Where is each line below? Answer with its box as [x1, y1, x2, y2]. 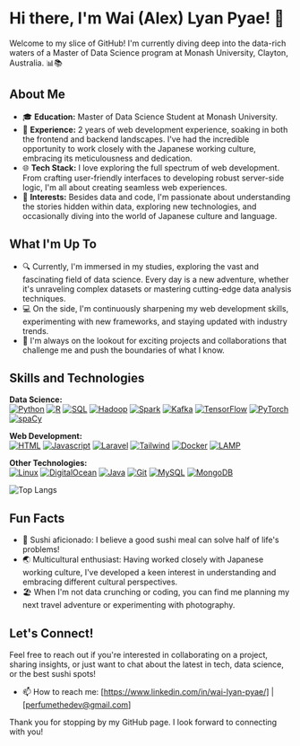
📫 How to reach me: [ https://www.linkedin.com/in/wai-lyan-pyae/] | [21, 687, 275, 697]
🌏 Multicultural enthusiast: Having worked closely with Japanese [21, 554, 264, 565]
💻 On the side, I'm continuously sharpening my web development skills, [21, 303, 289, 313]
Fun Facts [9, 511, 65, 526]
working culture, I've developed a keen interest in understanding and [21, 567, 277, 578]
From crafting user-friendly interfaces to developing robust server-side [21, 172, 285, 183]
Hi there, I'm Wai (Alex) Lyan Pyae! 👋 [9, 8, 285, 29]
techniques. [21, 293, 66, 303]
